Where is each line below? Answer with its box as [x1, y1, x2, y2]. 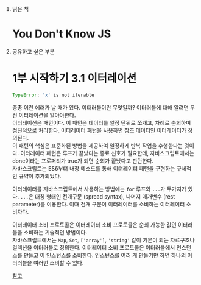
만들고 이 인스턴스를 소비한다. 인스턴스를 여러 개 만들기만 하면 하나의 [23, 252, 186, 259]
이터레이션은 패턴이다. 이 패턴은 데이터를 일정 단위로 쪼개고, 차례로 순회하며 [12, 119, 191, 126]
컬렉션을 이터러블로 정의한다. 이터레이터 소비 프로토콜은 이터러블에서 [12, 244, 175, 251]
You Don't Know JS [12, 27, 111, 41]
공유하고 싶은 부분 [12, 47, 55, 55]
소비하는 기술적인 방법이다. [23, 228, 87, 236]
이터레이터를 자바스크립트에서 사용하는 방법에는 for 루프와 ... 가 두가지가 [12, 185, 187, 192]
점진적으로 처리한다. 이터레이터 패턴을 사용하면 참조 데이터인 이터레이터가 [12, 127, 187, 134]
